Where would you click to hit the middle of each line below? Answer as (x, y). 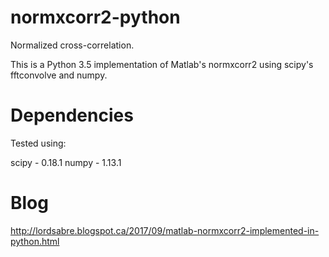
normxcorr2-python (95, 17)
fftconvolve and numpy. (59, 75)
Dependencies (72, 115)
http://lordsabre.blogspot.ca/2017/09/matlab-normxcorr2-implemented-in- (165, 230)
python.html (35, 241)
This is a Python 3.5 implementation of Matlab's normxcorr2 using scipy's (162, 64)
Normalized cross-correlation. (72, 45)
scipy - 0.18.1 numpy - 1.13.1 (66, 162)
